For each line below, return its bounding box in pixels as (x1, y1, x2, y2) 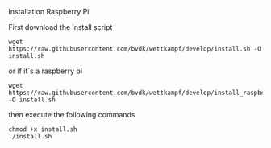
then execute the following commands (8, 110, 135, 119)
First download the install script (8, 23, 113, 31)
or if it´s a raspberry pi (8, 66, 83, 76)
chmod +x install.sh (8, 125, 78, 134)
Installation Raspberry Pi (8, 7, 90, 16)
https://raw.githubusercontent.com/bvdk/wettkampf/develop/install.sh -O (8, 45, 262, 53)
